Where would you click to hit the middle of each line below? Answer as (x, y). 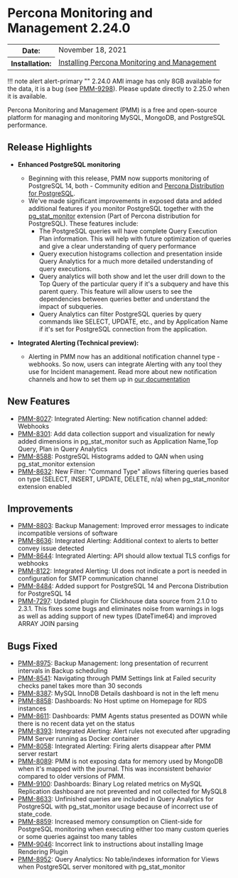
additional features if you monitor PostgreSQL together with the (121, 208)
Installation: (31, 63)
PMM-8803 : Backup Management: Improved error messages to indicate (123, 526)
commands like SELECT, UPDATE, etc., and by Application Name (134, 322)
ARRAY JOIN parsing (48, 624)
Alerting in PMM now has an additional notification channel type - (124, 356)
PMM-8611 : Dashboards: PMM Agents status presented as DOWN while (123, 716)
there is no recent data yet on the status (76, 724)
